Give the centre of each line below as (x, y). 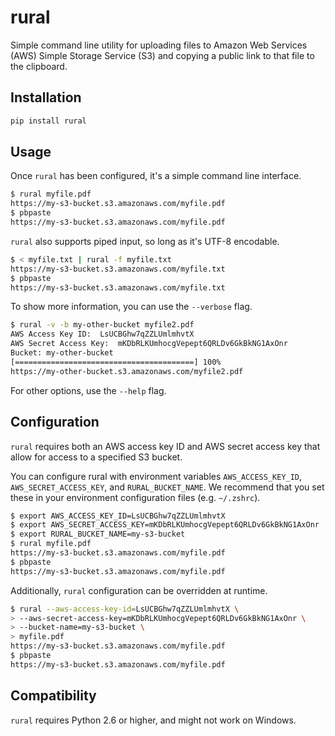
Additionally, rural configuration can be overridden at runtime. (139, 590)
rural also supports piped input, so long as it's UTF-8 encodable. (145, 241)
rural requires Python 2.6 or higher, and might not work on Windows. (153, 720)
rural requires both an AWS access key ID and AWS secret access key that (165, 446)
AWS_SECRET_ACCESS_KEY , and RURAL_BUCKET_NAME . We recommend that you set (167, 487)
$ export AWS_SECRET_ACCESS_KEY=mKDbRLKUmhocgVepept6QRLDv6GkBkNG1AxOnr (165, 525)
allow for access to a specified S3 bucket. (96, 457)
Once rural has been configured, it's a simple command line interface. (156, 176)
